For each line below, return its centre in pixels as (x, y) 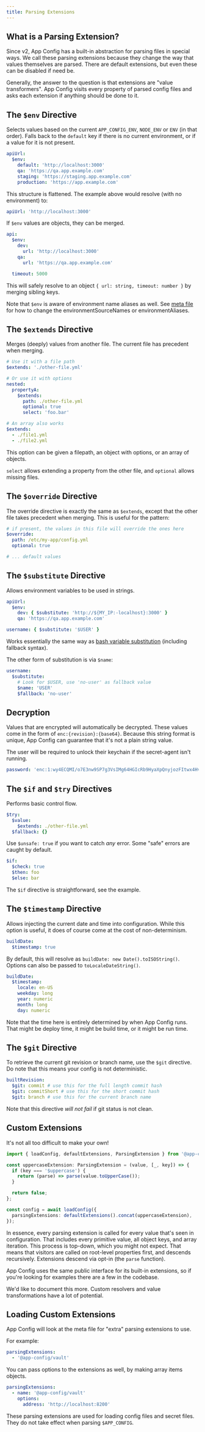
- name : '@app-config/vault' (49, 1393)
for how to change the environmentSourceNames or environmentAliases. (98, 310)
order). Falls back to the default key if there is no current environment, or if (101, 136)
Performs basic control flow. (42, 803)
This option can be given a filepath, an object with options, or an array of (98, 452)
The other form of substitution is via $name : (60, 660)
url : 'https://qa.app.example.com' (68, 263)
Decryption (28, 712)
